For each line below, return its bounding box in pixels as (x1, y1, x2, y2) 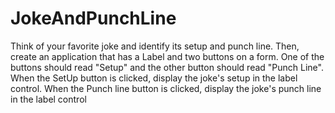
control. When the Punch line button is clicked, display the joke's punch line (10, 82, 322, 94)
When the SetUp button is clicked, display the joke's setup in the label (10, 72, 298, 84)
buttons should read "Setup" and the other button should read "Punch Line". (10, 61, 324, 73)
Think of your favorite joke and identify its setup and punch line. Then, (10, 40, 300, 52)
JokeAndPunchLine (10, 7, 177, 30)
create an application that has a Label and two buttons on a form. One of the (10, 50, 325, 62)
